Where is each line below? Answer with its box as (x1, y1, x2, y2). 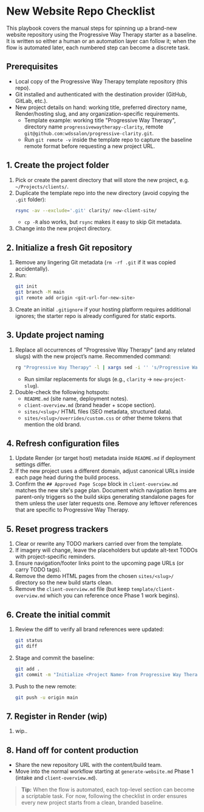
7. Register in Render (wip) (6, 711, 107, 721)
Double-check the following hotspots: (15, 388, 110, 395)
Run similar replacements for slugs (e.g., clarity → (24, 375, 153, 383)
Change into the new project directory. (15, 225, 112, 232)
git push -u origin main (15, 694, 78, 701)
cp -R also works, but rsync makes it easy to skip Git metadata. (24, 218, 182, 226)
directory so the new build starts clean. (15, 579, 114, 586)
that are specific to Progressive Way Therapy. (15, 506, 129, 514)
